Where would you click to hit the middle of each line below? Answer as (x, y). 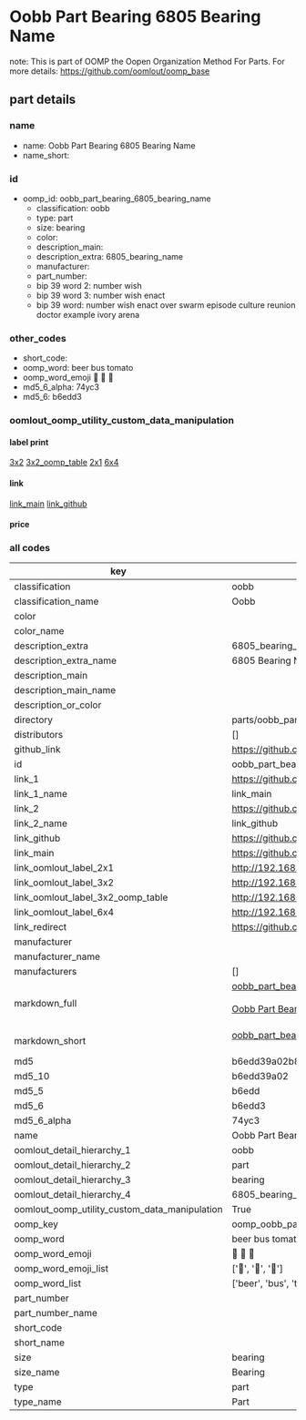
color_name (39, 631)
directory (33, 720)
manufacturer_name (57, 956)
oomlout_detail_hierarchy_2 (72, 1165)
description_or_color (58, 705)
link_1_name (41, 794)
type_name (38, 1402)
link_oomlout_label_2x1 (64, 868)
